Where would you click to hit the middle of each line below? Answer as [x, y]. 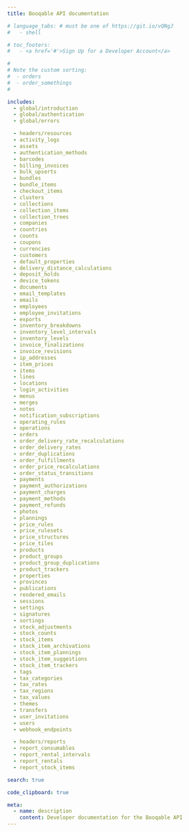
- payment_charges [40, 493]
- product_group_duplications [56, 562]
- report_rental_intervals [52, 755]
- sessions [29, 601]
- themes [26, 704]
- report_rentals [38, 761]
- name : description [43, 811]
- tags [23, 672]
